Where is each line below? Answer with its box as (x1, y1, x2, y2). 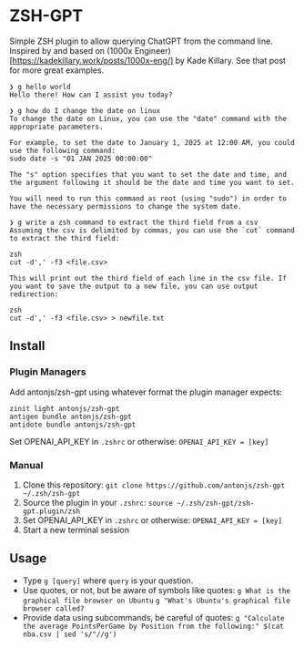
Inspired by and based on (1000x (9, 45, 134, 56)
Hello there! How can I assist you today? (9, 90, 173, 99)
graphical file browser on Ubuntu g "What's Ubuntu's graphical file (22, 596, 291, 605)
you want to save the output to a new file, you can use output (9, 282, 258, 291)
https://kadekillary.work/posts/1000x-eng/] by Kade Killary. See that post (12, 55, 287, 66)
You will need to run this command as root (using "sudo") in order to (9, 193, 287, 203)
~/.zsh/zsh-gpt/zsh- (177, 499, 255, 508)
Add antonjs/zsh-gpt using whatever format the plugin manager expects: (9, 386, 283, 397)
